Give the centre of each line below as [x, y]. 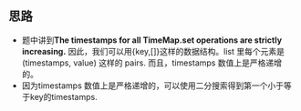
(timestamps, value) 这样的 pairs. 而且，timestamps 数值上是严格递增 [151, 63]
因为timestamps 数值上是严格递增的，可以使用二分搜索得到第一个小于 [153, 86]
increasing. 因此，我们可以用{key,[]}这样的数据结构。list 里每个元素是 [153, 51]
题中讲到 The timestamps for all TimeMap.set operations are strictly [152, 40]
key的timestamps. [63, 96]
